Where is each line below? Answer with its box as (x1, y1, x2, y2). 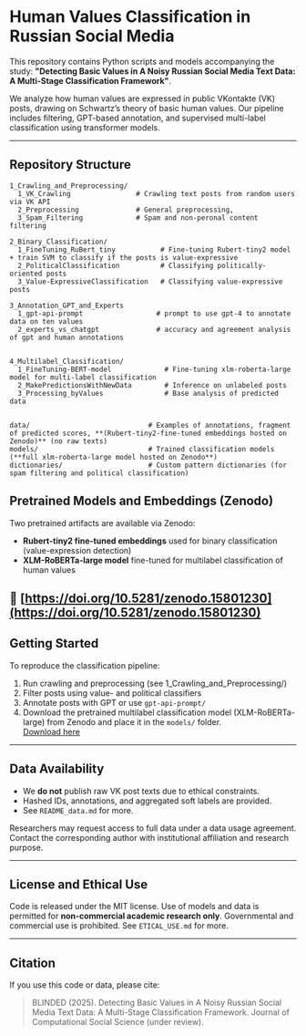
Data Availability (9, 761, 105, 777)
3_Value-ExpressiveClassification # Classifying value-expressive (17, 276, 283, 286)
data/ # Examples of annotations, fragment (9, 420, 291, 430)
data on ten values (9, 316, 84, 326)
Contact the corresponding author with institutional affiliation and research (9, 832, 290, 843)
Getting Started (9, 636, 99, 651)
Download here (22, 726, 80, 737)
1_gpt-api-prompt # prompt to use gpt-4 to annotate (17, 308, 291, 318)
